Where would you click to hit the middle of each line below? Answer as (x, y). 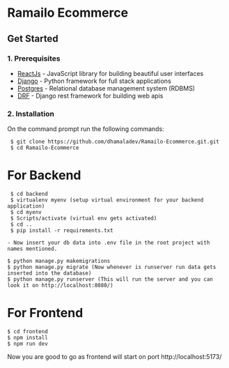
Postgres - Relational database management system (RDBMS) (106, 88)
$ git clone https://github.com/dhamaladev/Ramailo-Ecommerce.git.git (114, 142)
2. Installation (31, 114)
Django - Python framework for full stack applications (94, 81)
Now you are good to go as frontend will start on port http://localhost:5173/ (114, 357)
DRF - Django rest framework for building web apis (90, 95)
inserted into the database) (49, 273)
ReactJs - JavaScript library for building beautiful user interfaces (110, 73)
